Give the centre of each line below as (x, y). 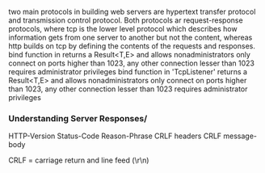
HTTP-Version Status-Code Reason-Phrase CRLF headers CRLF (115, 136)
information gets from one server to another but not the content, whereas (130, 37)
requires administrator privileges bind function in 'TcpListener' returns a (128, 72)
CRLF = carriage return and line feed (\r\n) (79, 160)
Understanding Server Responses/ (78, 118)
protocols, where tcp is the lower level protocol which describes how (123, 29)
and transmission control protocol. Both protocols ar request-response (126, 20)
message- (240, 136)
